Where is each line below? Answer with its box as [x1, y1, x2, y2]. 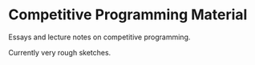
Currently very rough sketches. [8, 47, 111, 57]
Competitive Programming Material [8, 6, 248, 24]
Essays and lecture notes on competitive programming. [8, 32, 191, 42]
